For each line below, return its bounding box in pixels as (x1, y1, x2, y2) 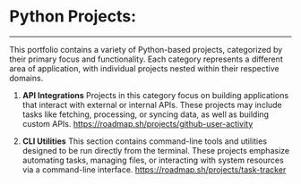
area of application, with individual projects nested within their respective (9, 63, 279, 73)
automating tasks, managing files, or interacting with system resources (21, 155, 284, 165)
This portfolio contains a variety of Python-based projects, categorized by (9, 44, 283, 54)
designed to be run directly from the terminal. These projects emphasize (21, 145, 289, 155)
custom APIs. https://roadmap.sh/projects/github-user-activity (21, 118, 254, 129)
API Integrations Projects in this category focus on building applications (21, 89, 289, 100)
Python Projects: (9, 6, 137, 27)
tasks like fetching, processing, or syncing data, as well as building (21, 109, 270, 120)
